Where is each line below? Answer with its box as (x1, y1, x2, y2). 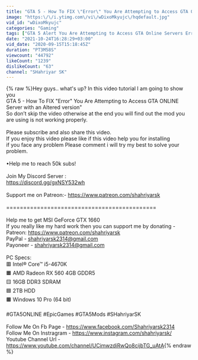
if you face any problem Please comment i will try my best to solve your (6, 141, 180, 148)
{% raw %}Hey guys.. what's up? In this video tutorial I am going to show (6, 85, 184, 92)
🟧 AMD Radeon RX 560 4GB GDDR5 (6, 269, 95, 277)
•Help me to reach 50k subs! (6, 160, 77, 167)
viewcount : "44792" (6, 52, 54, 58)
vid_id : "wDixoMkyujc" (6, 19, 62, 25)
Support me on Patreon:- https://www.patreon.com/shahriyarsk (6, 191, 160, 199)
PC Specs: (6, 254, 32, 261)
